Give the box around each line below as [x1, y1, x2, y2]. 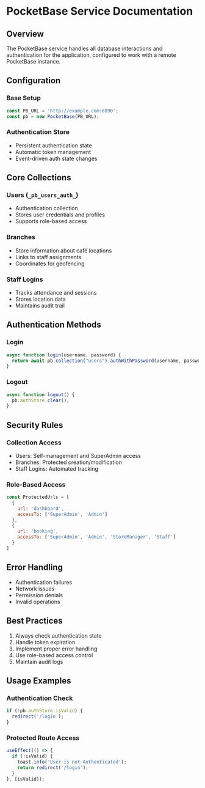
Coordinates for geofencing [15, 260, 85, 267]
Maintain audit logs [15, 658, 63, 665]
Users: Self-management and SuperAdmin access [15, 452, 142, 459]
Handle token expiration [15, 638, 76, 646]
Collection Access [6, 438, 62, 447]
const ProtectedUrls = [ [6, 494, 70, 501]
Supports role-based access [15, 218, 87, 225]
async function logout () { [6, 391, 75, 398]
